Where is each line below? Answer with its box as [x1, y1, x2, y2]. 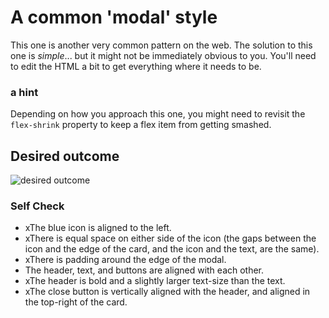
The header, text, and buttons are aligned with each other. [24, 264, 265, 276]
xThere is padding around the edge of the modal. [24, 254, 227, 266]
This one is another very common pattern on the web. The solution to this [10, 39, 313, 51]
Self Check [10, 199, 65, 213]
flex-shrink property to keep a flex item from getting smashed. [10, 119, 272, 131]
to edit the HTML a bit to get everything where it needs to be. [10, 60, 262, 72]
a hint [10, 85, 39, 99]
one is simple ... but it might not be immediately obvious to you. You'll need [10, 49, 317, 61]
